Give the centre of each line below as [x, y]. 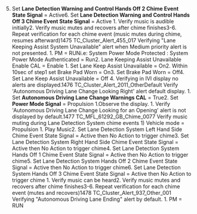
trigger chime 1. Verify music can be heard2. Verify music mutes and [96, 180]
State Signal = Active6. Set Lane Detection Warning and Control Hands [101, 15]
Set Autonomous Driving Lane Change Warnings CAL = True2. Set [95, 97]
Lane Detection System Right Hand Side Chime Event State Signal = [95, 142]
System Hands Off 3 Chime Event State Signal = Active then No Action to [101, 174]
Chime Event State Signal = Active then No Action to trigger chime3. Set [100, 136]
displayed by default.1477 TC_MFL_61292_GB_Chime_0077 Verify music [100, 117]
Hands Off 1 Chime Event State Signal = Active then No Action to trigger [100, 155]
